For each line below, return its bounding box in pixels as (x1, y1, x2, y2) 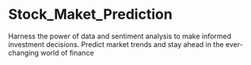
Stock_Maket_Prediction (8, 5, 173, 23)
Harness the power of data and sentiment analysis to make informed (8, 31, 232, 41)
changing (8, 48, 40, 57)
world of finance (40, 48, 94, 57)
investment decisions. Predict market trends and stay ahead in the (8, 39, 224, 49)
